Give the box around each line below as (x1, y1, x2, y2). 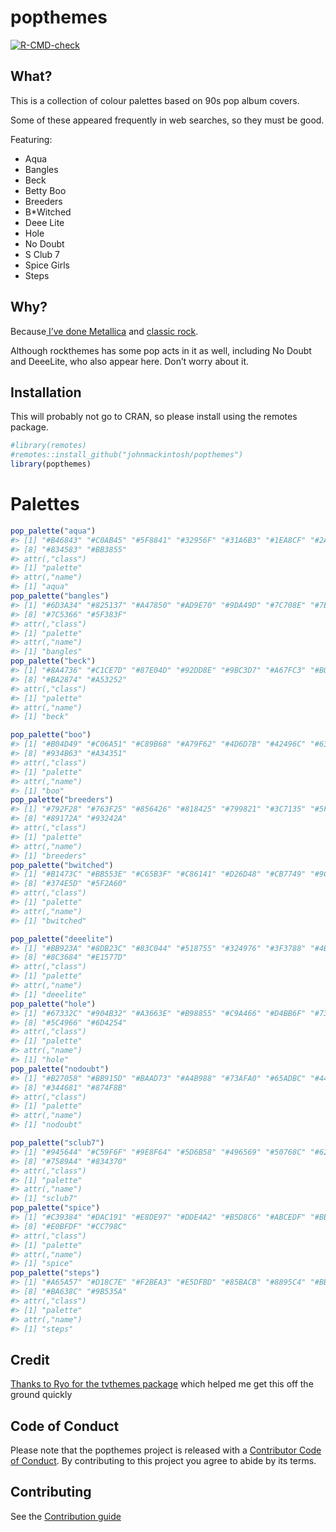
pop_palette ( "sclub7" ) (10, 1138, 105, 1148)
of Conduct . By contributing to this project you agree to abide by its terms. (10, 1455, 317, 1467)
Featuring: (10, 133, 53, 145)
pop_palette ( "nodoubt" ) (10, 1064, 110, 1074)
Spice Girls (24, 259, 70, 271)
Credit (10, 1351, 50, 1368)
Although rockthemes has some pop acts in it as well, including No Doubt (10, 344, 312, 356)
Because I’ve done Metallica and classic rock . (10, 325, 199, 337)
